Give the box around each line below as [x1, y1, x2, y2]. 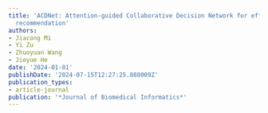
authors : [8, 26, 37, 34]
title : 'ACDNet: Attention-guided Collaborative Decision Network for [8, 11, 248, 20]
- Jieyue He [8, 56, 48, 64]
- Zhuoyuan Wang [8, 49, 62, 56]
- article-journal [8, 85, 69, 94]
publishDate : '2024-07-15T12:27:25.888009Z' [8, 71, 159, 79]
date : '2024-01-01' [8, 64, 73, 72]
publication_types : [8, 78, 73, 86]
